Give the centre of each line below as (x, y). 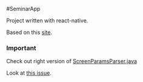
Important (21, 48)
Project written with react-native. (47, 20)
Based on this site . (29, 32)
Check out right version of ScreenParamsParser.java (72, 61)
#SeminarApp (23, 9)
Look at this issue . (29, 73)
